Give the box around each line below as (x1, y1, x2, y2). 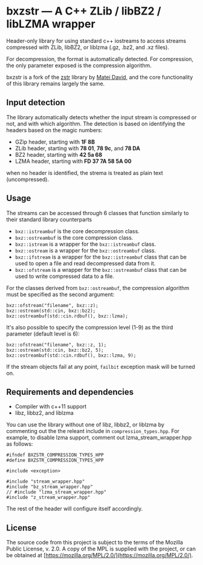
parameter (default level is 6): (6, 330, 80, 337)
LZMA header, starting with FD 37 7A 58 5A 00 (14, 157, 132, 165)
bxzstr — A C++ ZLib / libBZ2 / (6, 4, 161, 18)
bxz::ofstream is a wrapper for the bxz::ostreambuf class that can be (14, 266, 187, 273)
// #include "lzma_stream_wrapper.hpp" (6, 489, 107, 495)
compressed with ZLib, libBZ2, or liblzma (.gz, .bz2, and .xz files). (6, 44, 169, 51)
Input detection (6, 97, 65, 108)
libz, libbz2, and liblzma (14, 409, 74, 417)
